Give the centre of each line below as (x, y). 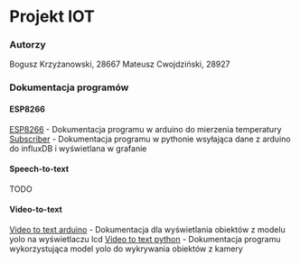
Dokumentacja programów (69, 87)
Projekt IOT (52, 17)
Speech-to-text (39, 169)
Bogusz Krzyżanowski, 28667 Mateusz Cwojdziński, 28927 (120, 64)
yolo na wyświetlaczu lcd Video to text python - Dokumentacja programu (145, 240)
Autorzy (28, 45)
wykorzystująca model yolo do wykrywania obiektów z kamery (127, 249)
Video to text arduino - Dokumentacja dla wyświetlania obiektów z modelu (148, 230)
